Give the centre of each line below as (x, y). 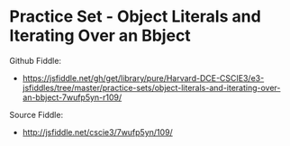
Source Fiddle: (36, 114)
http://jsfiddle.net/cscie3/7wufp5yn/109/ (97, 132)
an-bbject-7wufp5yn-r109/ (72, 97)
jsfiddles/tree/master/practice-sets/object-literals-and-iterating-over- (151, 87)
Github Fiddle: (35, 60)
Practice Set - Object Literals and (135, 17)
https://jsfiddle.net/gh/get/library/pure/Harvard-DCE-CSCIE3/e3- (143, 78)
